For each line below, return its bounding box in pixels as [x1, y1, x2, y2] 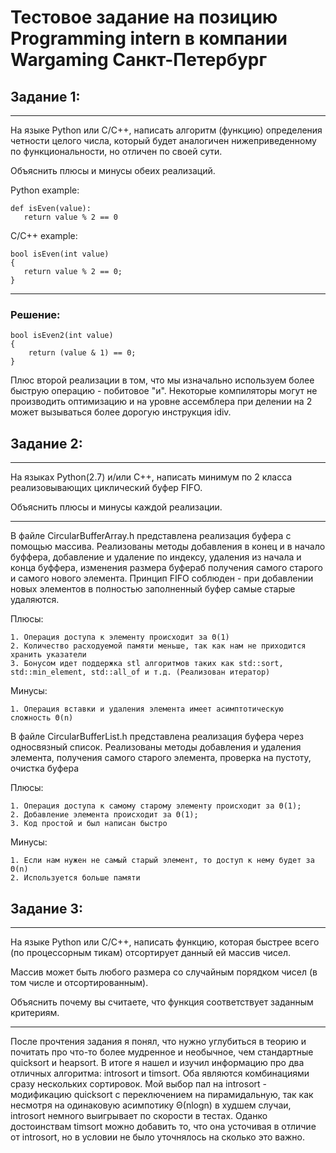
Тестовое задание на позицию [10, 6, 278, 29]
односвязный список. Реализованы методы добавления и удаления [10, 741, 302, 753]
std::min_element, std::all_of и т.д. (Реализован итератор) [10, 667, 271, 678]
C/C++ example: [10, 230, 78, 241]
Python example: [10, 184, 80, 196]
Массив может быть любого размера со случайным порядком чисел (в [10, 966, 318, 978]
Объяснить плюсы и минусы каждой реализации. [10, 501, 223, 513]
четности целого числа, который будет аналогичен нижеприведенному [10, 135, 317, 146]
